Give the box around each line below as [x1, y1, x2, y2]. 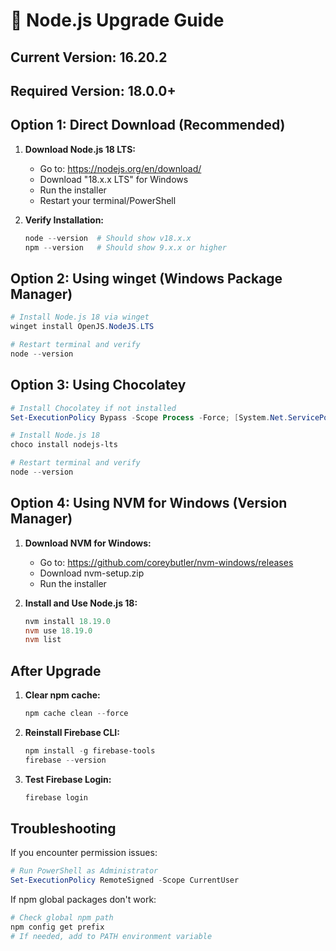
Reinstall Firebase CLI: [24, 727, 120, 739]
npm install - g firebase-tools [24, 746, 156, 756]
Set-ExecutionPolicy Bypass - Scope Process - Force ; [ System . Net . [10, 412, 288, 423]
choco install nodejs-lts [10, 440, 118, 450]
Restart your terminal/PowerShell [39, 194, 177, 206]
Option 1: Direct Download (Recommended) [10, 117, 286, 134]
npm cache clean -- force [24, 709, 129, 719]
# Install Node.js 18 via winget [10, 312, 150, 323]
